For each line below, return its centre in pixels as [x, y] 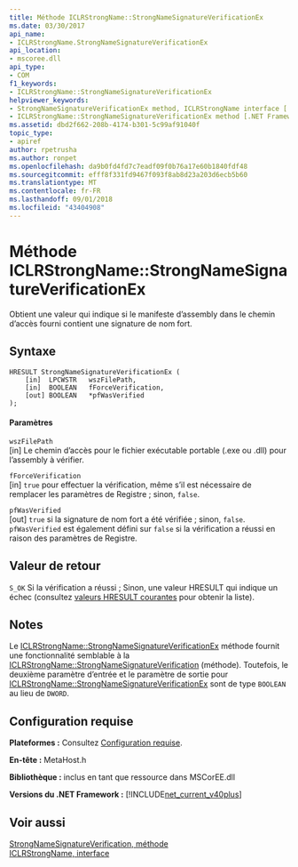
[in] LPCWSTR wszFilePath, [81, 380]
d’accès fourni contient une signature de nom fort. [101, 323]
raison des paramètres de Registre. [73, 538]
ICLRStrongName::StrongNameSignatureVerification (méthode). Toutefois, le [149, 665]
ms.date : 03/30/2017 [47, 26]
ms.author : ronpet [43, 158]
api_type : [27, 68]
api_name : [27, 34]
